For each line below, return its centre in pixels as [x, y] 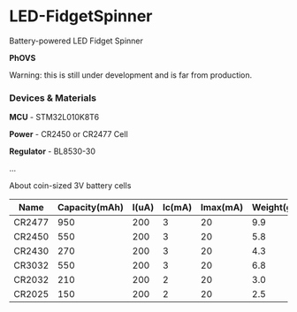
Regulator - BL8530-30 [52, 151]
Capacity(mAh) [90, 208]
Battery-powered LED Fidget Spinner [76, 41]
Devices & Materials [53, 97]
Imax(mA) [222, 208]
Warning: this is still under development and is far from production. [131, 75]
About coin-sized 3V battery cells [70, 186]
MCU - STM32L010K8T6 [54, 118]
